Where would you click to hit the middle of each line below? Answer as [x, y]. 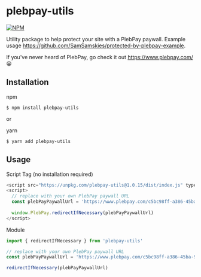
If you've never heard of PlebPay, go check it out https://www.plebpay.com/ [100, 57]
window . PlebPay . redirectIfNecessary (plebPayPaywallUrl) [83, 213]
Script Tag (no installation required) [50, 174]
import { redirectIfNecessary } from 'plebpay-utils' [75, 241]
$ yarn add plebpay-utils [38, 141]
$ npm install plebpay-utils [42, 108]
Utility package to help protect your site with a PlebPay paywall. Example [96, 39]
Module [16, 230]
